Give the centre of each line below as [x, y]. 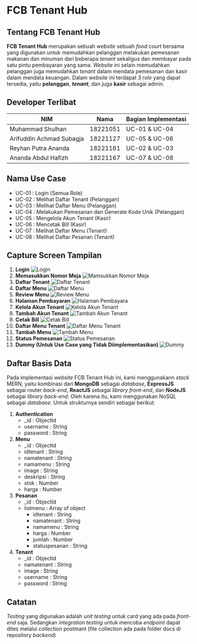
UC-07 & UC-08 [150, 158]
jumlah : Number [53, 540]
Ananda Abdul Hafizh [39, 158]
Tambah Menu [33, 332]
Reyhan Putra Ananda [40, 148]
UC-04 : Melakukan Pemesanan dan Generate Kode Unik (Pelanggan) [100, 212]
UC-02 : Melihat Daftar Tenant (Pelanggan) [67, 199]
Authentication [34, 414]
